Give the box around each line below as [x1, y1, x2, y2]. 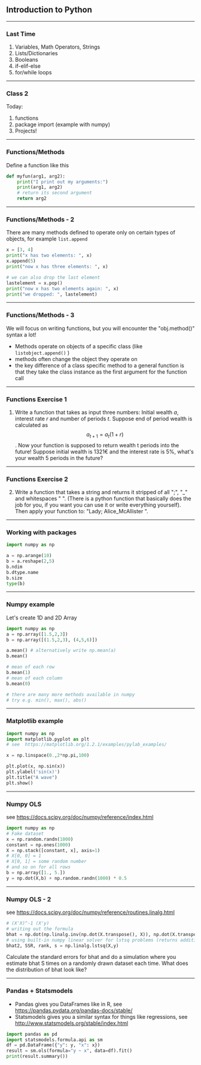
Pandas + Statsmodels [6, 986, 73, 995]
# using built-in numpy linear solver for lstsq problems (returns [6, 937, 178, 943]
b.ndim [6, 564, 23, 570]
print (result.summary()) [6, 1054, 68, 1060]
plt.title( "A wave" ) [6, 774, 58, 780]
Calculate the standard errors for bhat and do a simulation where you [6, 953, 176, 961]
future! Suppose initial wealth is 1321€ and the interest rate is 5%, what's [14, 448, 194, 455]
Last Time [6, 29, 36, 38]
